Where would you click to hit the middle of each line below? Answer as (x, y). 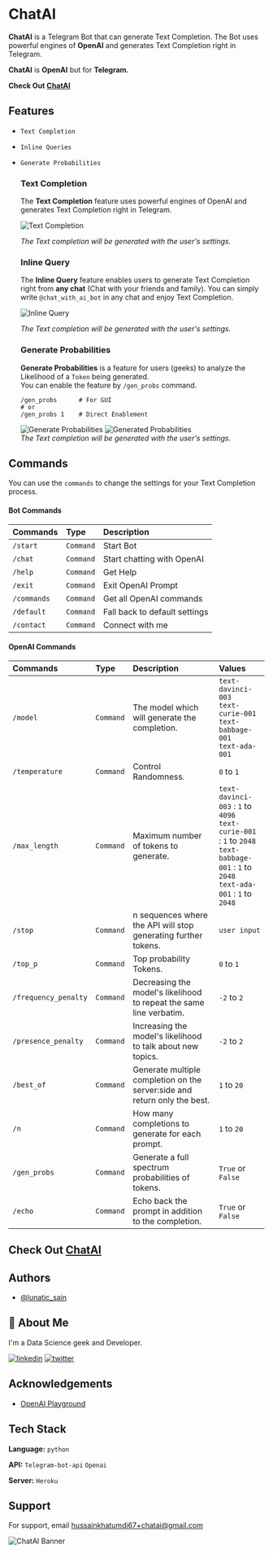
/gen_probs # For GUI (66, 400)
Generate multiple (167, 1070)
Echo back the (160, 1201)
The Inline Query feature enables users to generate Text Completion (135, 280)
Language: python (39, 1449)
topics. (145, 1056)
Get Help (120, 572)
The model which (166, 707)
